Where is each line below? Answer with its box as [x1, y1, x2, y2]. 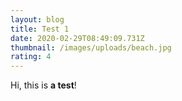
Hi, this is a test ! [10, 79, 77, 91]
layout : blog [10, 14, 65, 25]
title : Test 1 [10, 24, 70, 34]
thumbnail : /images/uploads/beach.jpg [10, 42, 172, 53]
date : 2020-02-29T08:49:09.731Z [10, 33, 145, 43]
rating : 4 [10, 52, 52, 62]
